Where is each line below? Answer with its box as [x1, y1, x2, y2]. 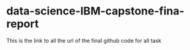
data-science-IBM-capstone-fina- [6, 4, 185, 18]
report [6, 17, 39, 31]
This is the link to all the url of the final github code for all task [6, 37, 162, 44]
